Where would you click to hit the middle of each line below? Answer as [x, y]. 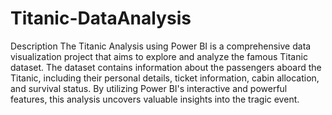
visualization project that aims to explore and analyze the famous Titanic [159, 56]
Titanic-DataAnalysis [101, 18]
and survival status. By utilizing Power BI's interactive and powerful [149, 88]
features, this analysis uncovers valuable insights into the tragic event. [155, 99]
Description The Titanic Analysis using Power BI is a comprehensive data [161, 46]
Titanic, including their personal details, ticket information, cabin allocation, [165, 78]
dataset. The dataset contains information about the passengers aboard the [166, 67]
